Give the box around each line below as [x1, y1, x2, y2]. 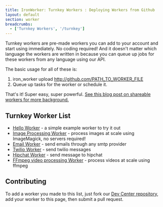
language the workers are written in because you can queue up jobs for [5, 51, 154, 57]
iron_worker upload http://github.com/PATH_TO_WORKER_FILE [12, 76, 143, 82]
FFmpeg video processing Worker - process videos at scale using [12, 157, 150, 163]
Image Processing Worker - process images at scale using [12, 130, 135, 136]
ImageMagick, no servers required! [12, 135, 86, 142]
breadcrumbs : [5, 21, 33, 27]
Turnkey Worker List [5, 111, 71, 120]
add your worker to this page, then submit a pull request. [5, 196, 124, 202]
